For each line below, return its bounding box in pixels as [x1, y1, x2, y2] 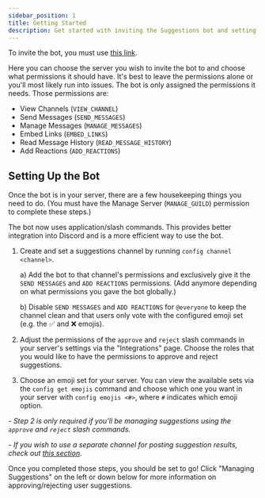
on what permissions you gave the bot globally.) [19, 287, 176, 297]
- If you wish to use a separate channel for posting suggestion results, [8, 440, 238, 450]
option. [19, 401, 44, 411]
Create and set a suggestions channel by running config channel [19, 247, 232, 256]
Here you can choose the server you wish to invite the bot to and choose [8, 63, 245, 73]
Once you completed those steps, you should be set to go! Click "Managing [8, 464, 255, 473]
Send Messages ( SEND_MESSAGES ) [19, 113, 126, 122]
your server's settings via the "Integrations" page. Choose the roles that [19, 343, 255, 353]
